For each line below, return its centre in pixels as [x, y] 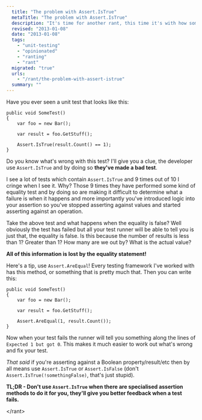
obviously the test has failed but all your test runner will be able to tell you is [100, 229]
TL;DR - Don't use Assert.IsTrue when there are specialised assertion [95, 387]
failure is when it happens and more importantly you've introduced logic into [101, 199]
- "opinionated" [38, 51]
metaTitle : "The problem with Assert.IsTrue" [70, 17]
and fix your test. [27, 350]
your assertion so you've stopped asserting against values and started [93, 205]
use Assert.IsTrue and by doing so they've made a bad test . [82, 167]
